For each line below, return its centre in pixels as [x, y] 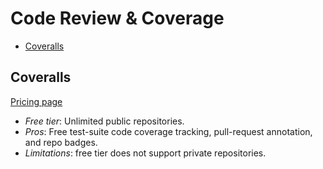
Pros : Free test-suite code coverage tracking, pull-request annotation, [168, 131]
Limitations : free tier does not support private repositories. [145, 153]
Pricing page [36, 101]
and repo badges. [61, 142]
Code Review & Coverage [117, 18]
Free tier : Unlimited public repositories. [104, 121]
